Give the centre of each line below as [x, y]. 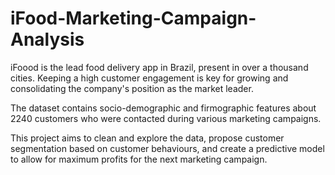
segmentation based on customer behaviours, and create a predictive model [167, 148]
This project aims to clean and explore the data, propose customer [147, 138]
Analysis [47, 39]
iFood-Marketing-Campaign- [133, 18]
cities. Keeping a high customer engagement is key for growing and [149, 78]
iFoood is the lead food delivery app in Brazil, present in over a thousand [159, 67]
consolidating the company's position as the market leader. [132, 88]
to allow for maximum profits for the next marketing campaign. [139, 159]
